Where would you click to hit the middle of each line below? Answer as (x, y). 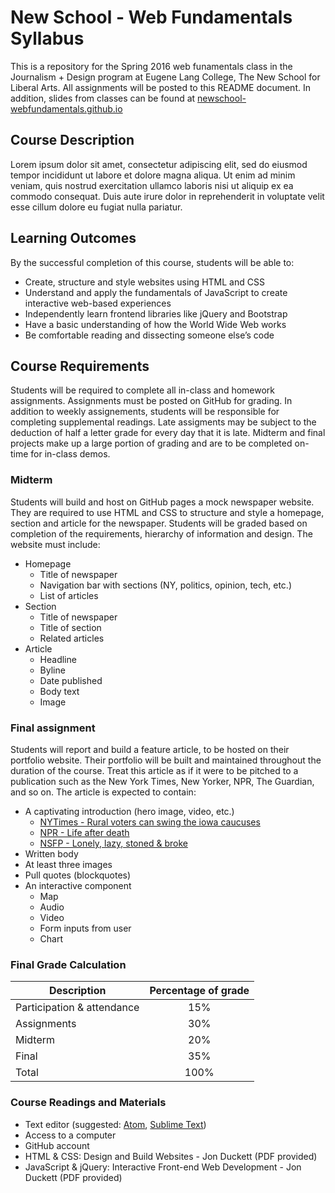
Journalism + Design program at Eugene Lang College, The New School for (165, 77)
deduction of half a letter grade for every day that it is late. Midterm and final (168, 433)
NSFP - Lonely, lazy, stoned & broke (113, 843)
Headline (58, 659)
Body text (59, 691)
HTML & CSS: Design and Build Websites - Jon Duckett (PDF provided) (171, 1156)
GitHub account (57, 1145)
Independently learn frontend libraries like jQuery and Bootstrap (156, 313)
